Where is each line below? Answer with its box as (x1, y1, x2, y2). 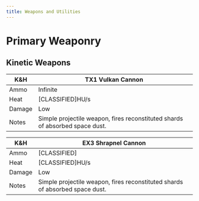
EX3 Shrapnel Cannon (82, 139, 146, 147)
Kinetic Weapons (6, 58, 71, 68)
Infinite (38, 85, 57, 94)
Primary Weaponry (6, 34, 102, 47)
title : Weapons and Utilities (6, 8, 81, 15)
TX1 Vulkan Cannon (85, 75, 143, 84)
